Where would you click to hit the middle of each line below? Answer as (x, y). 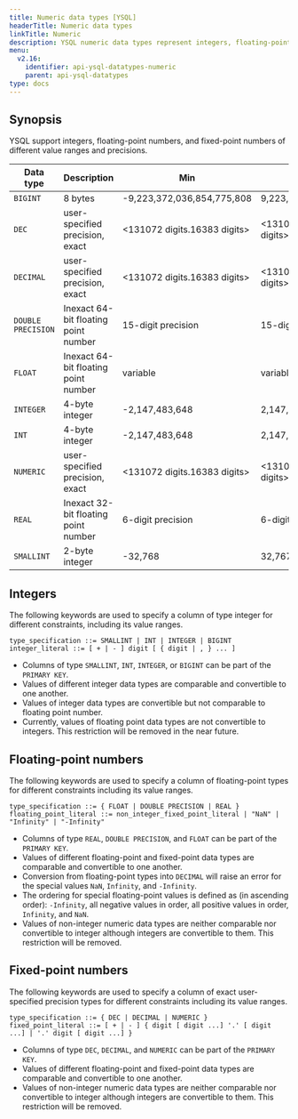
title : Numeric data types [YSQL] (73, 17)
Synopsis (35, 120)
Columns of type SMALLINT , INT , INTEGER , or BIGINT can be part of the (147, 665)
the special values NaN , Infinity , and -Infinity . (110, 886)
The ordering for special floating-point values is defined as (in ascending (155, 896)
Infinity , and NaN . (55, 914)
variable (140, 373)
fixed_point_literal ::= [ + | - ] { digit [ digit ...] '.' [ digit (141, 1025)
